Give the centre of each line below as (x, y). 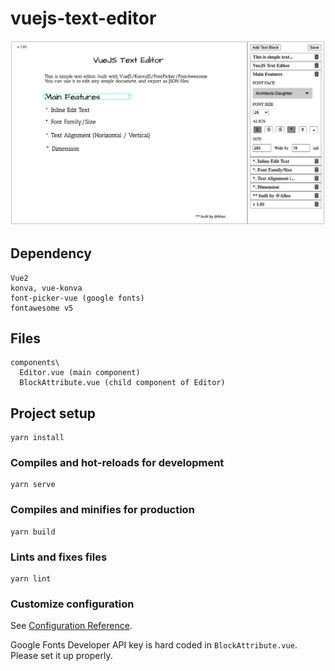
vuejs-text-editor (83, 18)
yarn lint (31, 579)
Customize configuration (72, 604)
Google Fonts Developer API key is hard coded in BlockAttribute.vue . (154, 645)
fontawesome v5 (42, 308)
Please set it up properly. (61, 656)
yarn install (37, 438)
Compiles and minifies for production (102, 510)
